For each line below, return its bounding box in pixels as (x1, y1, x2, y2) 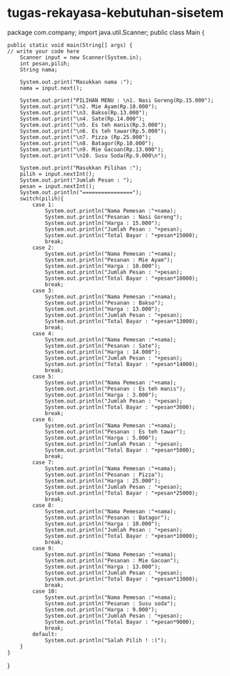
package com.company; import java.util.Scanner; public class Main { (7, 28, 205, 36)
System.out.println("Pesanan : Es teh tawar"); (44, 428, 187, 435)
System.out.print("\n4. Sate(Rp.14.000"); (20, 115, 145, 122)
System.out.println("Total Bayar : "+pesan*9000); (44, 618, 196, 626)
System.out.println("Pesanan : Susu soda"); (44, 600, 177, 607)
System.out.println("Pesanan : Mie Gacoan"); (44, 557, 180, 564)
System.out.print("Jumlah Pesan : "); (20, 177, 133, 184)
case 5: (32, 373, 55, 380)
